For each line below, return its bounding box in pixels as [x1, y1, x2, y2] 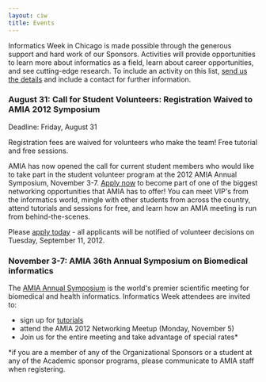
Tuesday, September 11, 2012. [8, 235, 105, 245]
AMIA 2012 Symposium [8, 104, 101, 115]
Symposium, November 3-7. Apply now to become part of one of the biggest [8, 178, 258, 187]
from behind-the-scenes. [8, 212, 91, 221]
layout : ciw [8, 11, 47, 20]
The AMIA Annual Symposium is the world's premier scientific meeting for [8, 283, 249, 293]
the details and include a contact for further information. [8, 74, 192, 84]
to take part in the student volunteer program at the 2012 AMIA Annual [8, 170, 237, 179]
